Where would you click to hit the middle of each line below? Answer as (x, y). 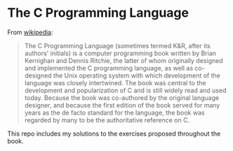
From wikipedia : (31, 32)
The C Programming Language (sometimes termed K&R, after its (117, 45)
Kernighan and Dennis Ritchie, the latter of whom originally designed (124, 60)
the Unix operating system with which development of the (137, 75)
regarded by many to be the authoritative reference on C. (107, 120)
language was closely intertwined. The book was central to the (115, 82)
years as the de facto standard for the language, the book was (114, 113)
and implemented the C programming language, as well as (109, 68)
